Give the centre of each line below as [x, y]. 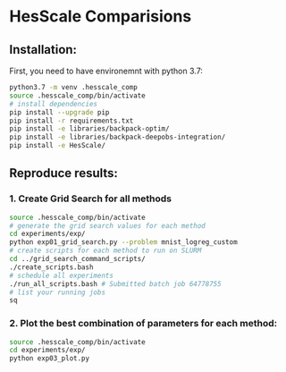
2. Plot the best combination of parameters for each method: [143, 324]
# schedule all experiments [62, 275]
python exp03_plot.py [50, 359]
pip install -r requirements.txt [71, 121]
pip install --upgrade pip [59, 112]
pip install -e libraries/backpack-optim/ [89, 129]
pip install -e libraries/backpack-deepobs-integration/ [118, 137]
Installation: [43, 50]
